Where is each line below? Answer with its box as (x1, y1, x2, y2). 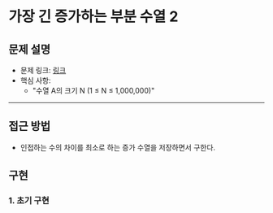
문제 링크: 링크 (19, 66, 67, 75)
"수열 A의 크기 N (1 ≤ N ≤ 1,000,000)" (32, 86, 155, 95)
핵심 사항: (19, 76, 51, 85)
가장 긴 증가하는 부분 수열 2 (8, 7, 179, 26)
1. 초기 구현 (8, 195, 50, 206)
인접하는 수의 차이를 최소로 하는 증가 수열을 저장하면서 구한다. (19, 142, 216, 152)
